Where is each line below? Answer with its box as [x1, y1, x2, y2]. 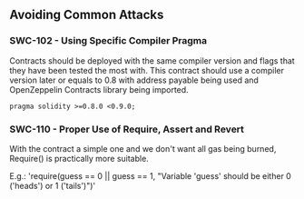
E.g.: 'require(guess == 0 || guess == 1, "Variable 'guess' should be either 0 [9, 170, 292, 181]
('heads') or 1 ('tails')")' [9, 180, 96, 191]
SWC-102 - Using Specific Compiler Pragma [9, 35, 208, 47]
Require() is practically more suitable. [9, 153, 150, 164]
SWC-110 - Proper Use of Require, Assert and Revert [9, 123, 245, 135]
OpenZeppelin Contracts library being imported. [9, 84, 189, 95]
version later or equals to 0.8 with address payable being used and [9, 75, 259, 85]
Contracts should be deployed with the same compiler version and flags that [9, 55, 295, 66]
